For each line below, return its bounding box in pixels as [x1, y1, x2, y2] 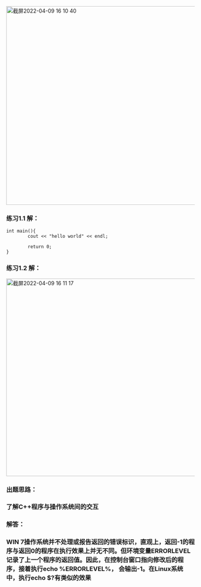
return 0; [28, 244, 52, 250]
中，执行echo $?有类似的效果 [6, 574, 92, 582]
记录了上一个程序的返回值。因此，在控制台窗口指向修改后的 [6, 556, 178, 564]
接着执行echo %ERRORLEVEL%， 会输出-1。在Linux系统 [18, 565, 184, 573]
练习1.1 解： [6, 214, 39, 222]
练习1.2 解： [6, 264, 41, 273]
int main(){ [6, 228, 36, 234]
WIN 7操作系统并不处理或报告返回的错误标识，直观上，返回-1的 [6, 538, 189, 546]
